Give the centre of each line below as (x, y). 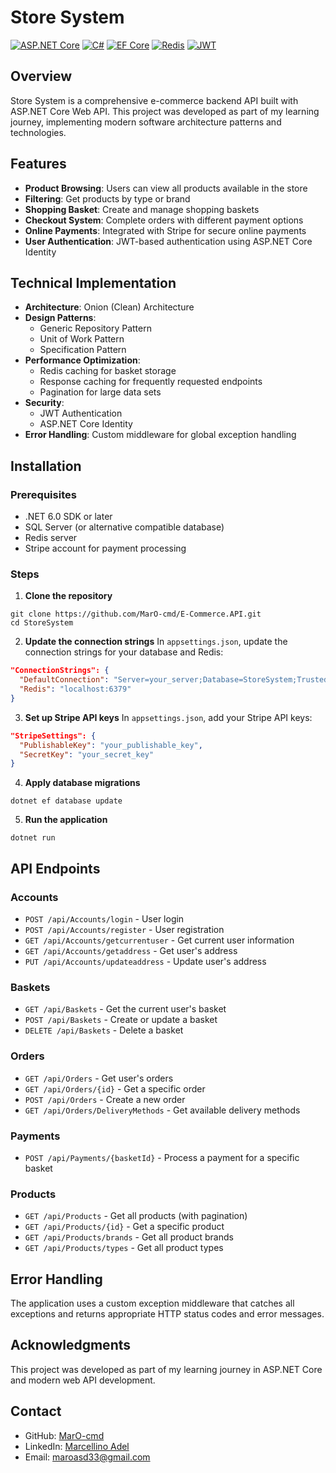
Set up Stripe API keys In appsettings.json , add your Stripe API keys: (168, 717)
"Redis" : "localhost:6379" (75, 689)
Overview (41, 76)
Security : (44, 403)
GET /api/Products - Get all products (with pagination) (136, 1216)
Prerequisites (43, 494)
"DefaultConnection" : (64, 680)
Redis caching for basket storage (108, 371)
